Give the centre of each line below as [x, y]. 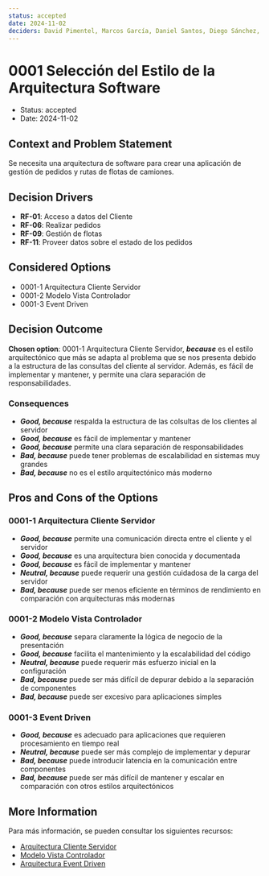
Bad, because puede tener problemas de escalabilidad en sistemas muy [140, 455]
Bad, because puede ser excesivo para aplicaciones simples [121, 696]
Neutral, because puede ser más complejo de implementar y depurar [135, 752]
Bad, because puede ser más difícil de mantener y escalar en [122, 778]
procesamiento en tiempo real [69, 744]
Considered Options [59, 268]
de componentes [48, 688]
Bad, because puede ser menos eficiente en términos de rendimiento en [140, 589]
